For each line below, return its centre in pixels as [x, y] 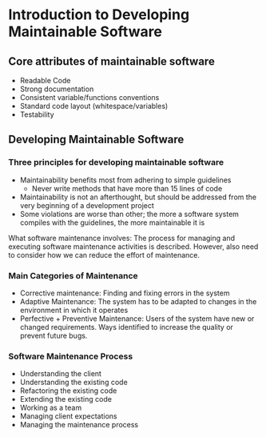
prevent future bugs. [54, 335]
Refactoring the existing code [68, 391]
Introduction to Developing [99, 15]
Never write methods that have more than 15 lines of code [127, 188]
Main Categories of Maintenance [73, 275]
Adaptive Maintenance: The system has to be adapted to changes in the [138, 301]
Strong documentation [57, 89]
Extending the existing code [66, 399]
